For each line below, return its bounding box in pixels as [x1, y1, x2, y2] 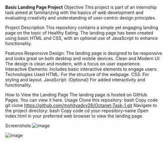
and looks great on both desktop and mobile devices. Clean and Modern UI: [5, 55, 161, 61]
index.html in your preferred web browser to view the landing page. [5, 113, 144, 119]
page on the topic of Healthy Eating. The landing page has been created [5, 30, 154, 35]
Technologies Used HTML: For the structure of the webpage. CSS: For [5, 71, 150, 77]
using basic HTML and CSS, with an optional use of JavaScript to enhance [5, 35, 158, 41]
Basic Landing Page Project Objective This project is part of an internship [5, 4, 157, 10]
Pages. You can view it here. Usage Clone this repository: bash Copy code [5, 97, 158, 103]
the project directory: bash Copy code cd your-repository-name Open [5, 107, 149, 113]
